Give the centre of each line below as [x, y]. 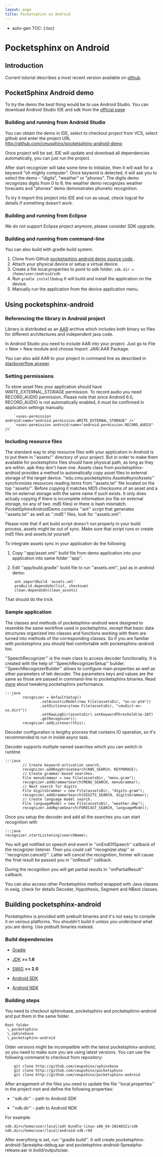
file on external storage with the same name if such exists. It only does [76, 494]
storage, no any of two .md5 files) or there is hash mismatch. [66, 504]
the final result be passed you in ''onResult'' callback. [59, 860]
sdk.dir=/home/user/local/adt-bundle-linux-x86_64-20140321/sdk [72, 1126]
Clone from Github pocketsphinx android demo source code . [73, 259]
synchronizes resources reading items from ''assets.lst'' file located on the [80, 483]
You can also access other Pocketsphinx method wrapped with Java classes [82, 884]
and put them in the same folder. [38, 1016]
